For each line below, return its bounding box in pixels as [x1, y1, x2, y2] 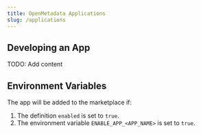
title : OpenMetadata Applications [7, 10, 106, 17]
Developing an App [7, 42, 91, 54]
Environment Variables [7, 80, 107, 91]
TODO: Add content [7, 60, 63, 69]
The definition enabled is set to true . [16, 111, 120, 120]
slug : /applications [7, 16, 67, 23]
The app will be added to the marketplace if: [7, 98, 132, 107]
